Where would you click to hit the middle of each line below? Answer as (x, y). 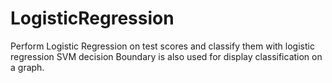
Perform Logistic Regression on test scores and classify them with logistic (162, 46)
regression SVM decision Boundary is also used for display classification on (166, 56)
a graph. (27, 67)
